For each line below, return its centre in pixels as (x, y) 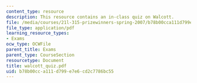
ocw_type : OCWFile (28, 44)
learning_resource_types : (38, 33)
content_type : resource (35, 11)
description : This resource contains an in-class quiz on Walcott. (90, 17)
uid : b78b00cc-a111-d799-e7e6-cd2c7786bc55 (60, 71)
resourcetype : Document (35, 60)
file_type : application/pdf (40, 28)
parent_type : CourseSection (40, 55)
